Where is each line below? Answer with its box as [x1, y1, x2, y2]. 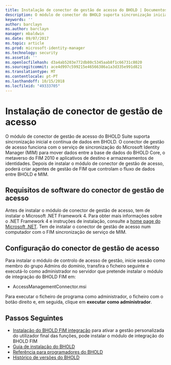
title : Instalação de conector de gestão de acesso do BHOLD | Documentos [5, 7, 167, 13]
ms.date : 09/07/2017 [5, 36, 49, 41]
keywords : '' [5, 17, 33, 22]
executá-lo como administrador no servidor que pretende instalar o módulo [5, 269, 163, 275]
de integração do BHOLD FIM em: [5, 274, 76, 280]
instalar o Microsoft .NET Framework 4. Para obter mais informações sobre [5, 213, 162, 219]
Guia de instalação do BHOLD [12, 344, 75, 350]
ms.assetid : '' [5, 55, 38, 60]
